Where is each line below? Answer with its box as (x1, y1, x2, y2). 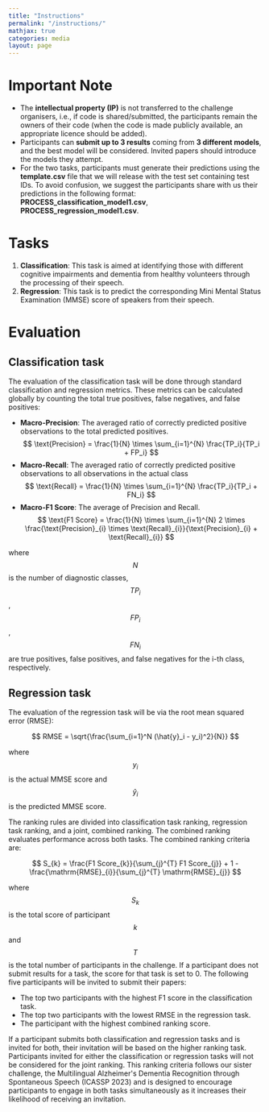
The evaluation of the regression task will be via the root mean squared (8, 707, 244, 717)
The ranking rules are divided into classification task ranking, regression (8, 817, 248, 827)
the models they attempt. (19, 155, 103, 164)
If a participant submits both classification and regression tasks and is (8, 1034, 241, 1044)
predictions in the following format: (19, 189, 137, 198)
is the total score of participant (8, 910, 110, 919)
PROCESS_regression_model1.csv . (19, 206, 139, 216)
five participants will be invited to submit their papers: (8, 977, 187, 987)
